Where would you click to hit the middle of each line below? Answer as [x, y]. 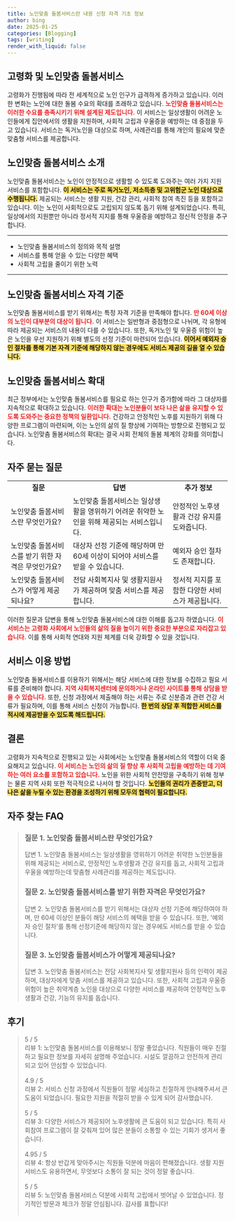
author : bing [26, 20]
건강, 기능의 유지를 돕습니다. [81, 997]
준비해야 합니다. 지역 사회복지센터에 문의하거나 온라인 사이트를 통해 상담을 [120, 688]
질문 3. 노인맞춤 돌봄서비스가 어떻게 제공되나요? [100, 954]
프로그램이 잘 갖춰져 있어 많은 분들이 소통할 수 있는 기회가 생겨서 [131, 1130]
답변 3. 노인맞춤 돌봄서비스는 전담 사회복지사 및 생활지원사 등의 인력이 [119, 971]
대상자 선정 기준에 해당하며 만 [119, 546]
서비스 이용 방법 [39, 661]
